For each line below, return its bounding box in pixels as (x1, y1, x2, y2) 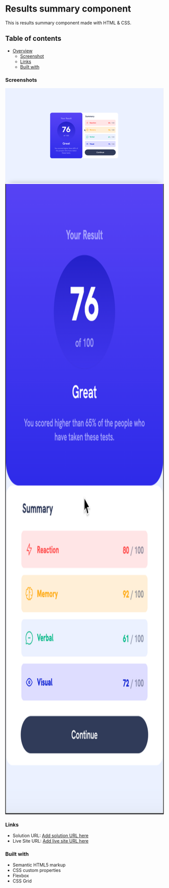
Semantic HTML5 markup (12, 862, 66, 868)
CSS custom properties (12, 867, 61, 873)
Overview (12, 47, 33, 53)
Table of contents (5, 34, 61, 43)
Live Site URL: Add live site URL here (12, 838, 89, 844)
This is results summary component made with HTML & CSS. (5, 20, 132, 26)
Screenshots (5, 76, 37, 83)
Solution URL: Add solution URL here (12, 833, 89, 839)
